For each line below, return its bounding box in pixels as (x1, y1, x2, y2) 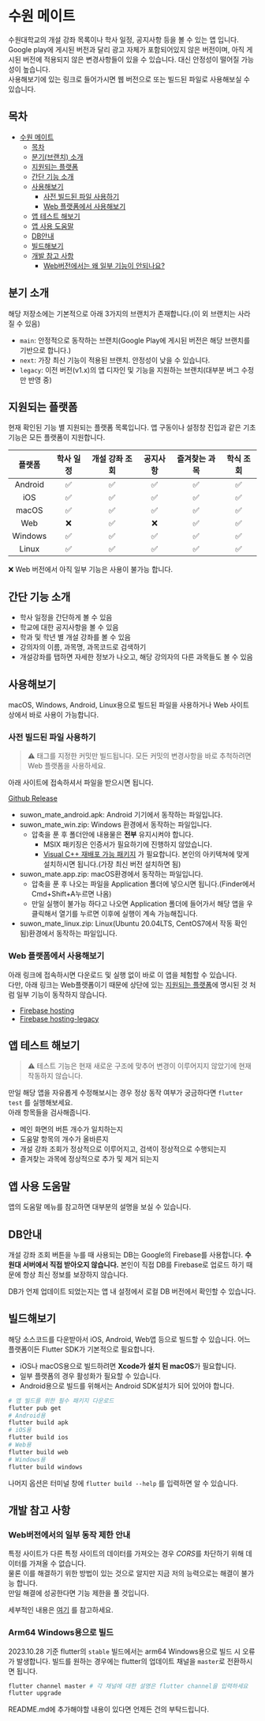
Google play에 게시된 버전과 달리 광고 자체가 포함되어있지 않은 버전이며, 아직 (8, 44, 244, 54)
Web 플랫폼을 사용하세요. (27, 761, 106, 771)
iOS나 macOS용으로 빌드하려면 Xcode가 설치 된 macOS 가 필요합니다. (19, 1361, 237, 1370)
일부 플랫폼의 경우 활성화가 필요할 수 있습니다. (19, 1370, 162, 1381)
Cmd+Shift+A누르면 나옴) (31, 889, 112, 899)
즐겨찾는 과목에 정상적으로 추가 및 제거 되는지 (19, 1154, 159, 1164)
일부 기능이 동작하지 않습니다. (16, 990, 108, 999)
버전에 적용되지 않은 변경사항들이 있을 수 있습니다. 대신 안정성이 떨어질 (22, 55, 240, 64)
